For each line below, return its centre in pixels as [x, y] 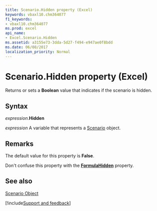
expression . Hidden [25, 118]
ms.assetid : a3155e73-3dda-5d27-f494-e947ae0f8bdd [59, 43]
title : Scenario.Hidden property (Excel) [49, 10]
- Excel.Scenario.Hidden [31, 38]
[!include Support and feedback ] [38, 203]
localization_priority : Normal [38, 52]
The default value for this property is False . [50, 156]
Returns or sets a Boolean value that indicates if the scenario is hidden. [79, 90]
